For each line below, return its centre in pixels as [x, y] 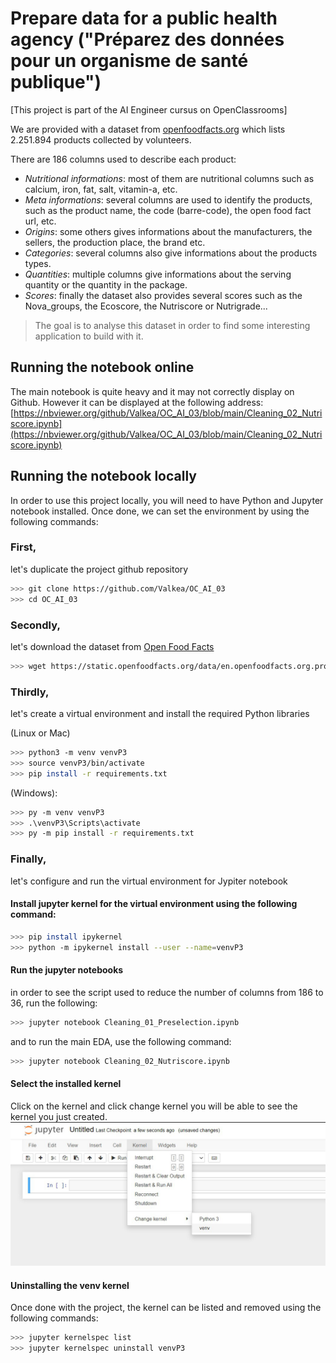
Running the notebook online [102, 367]
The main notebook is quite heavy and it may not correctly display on [152, 391]
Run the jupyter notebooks [67, 970]
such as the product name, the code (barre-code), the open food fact [168, 210]
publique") [56, 82]
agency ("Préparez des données [147, 39]
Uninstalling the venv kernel [70, 1285]
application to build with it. [89, 336]
